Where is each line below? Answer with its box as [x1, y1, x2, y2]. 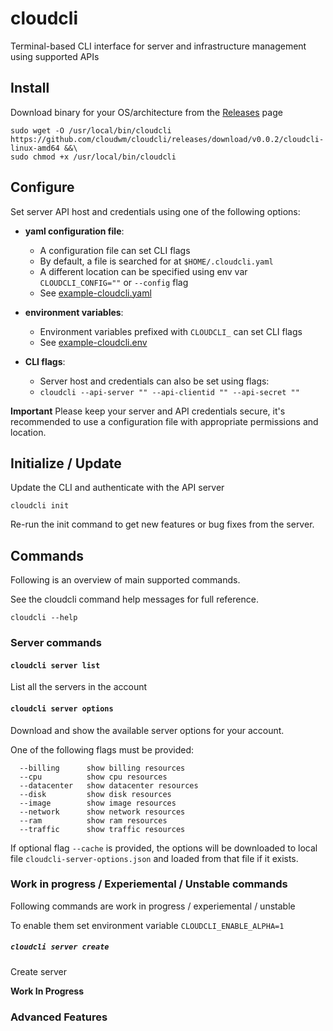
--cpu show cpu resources [19, 772, 168, 782]
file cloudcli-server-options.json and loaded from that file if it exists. [10, 852, 299, 864]
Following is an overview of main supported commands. [10, 574, 241, 586]
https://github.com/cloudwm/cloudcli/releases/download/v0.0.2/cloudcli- [10, 134, 325, 144]
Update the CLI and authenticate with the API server [10, 482, 225, 494]
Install [10, 80, 50, 97]
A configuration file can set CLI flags [39, 244, 191, 256]
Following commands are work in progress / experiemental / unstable [10, 900, 296, 912]
